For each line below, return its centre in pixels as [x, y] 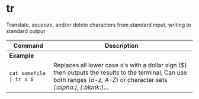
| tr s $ [21, 79]
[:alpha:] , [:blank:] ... [81, 87]
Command [28, 45]
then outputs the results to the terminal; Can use [120, 72]
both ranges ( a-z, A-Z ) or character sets [110, 80]
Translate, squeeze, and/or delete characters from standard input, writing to [99, 25]
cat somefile [28, 73]
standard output [26, 31]
